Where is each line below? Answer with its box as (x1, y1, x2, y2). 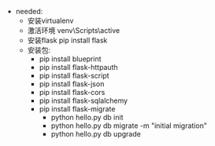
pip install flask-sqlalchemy (39, 96, 128, 105)
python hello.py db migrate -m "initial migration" (50, 121, 207, 130)
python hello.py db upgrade (50, 130, 142, 138)
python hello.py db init (50, 113, 124, 122)
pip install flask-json (39, 79, 105, 89)
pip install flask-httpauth (39, 63, 118, 71)
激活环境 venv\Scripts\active (27, 26, 120, 35)
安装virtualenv (27, 16, 74, 25)
